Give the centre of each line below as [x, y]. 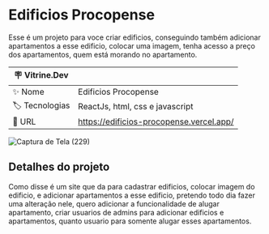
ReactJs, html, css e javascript [136, 107]
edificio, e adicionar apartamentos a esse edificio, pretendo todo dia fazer [132, 195]
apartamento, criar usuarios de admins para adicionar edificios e [116, 212]
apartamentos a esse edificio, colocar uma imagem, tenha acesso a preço [132, 45]
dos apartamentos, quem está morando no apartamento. [103, 54]
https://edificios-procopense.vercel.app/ [156, 121]
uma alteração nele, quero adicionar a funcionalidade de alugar [114, 203]
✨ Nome [28, 91]
